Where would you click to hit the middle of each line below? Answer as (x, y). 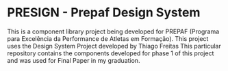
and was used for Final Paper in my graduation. (74, 60)
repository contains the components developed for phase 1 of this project (111, 53)
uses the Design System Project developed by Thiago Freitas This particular (114, 46)
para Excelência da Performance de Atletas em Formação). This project (108, 38)
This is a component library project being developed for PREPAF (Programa (113, 31)
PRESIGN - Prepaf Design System (104, 13)
